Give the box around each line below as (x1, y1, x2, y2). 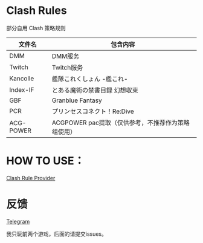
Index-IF (9, 85, 34, 94)
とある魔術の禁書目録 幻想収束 (51, 86, 138, 94)
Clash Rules (6, 4, 68, 18)
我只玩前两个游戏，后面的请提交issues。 (6, 230, 107, 238)
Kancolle (9, 74, 34, 82)
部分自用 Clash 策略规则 (6, 24, 66, 31)
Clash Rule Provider (6, 174, 56, 181)
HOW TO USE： (6, 154, 85, 168)
